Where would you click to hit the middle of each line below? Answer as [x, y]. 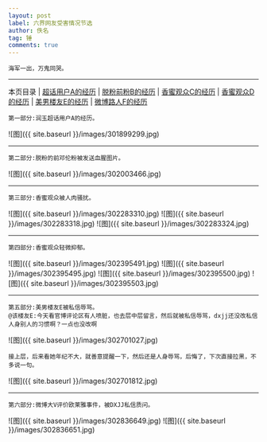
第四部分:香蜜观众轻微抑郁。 [48, 248]
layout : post [30, 16]
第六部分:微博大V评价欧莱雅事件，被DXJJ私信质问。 [81, 405]
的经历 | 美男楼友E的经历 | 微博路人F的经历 [78, 102]
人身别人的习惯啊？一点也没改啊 [53, 325]
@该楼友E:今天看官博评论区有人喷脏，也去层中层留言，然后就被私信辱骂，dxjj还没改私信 [133, 316]
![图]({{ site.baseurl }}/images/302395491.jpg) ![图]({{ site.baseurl [116, 264]
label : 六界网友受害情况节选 [50, 23]
